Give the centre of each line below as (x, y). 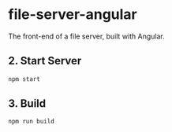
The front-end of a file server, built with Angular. (87, 36)
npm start (24, 79)
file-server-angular (73, 15)
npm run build (32, 122)
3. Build (27, 104)
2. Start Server (45, 61)
